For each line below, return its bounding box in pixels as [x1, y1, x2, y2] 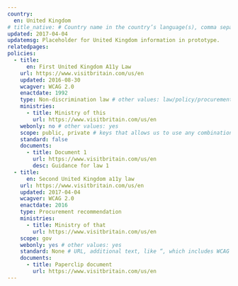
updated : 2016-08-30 [20, 76, 81, 84]
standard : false [20, 136, 69, 143]
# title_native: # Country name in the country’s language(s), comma [7, 23, 217, 31]
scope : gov [20, 235, 52, 242]
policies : [7, 50, 37, 57]
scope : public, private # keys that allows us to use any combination [20, 129, 233, 136]
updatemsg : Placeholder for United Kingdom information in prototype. [7, 37, 220, 44]
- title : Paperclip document [25, 261, 113, 268]
